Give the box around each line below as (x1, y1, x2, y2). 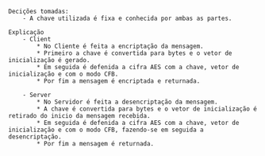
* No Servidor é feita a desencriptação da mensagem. (36, 98, 218, 106)
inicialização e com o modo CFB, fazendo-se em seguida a (8, 126, 204, 134)
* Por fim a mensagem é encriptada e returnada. (36, 77, 201, 85)
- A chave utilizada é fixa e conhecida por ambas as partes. (22, 14, 232, 22)
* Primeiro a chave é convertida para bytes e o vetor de (36, 49, 232, 57)
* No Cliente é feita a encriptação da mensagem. (36, 42, 204, 50)
